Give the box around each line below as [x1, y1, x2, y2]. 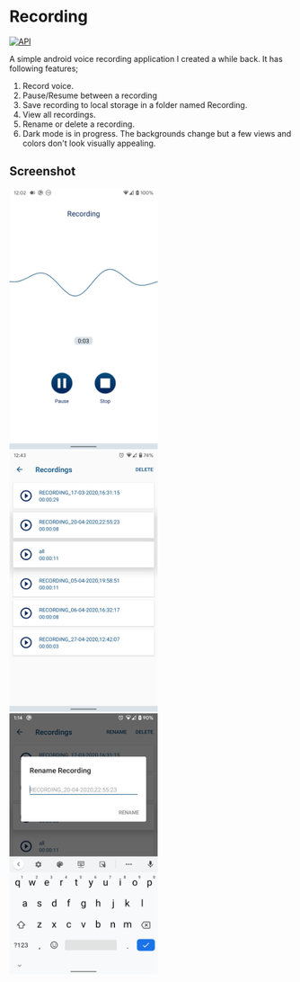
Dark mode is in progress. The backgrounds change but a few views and [22, 128, 292, 138]
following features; [9, 63, 79, 74]
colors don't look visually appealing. [22, 138, 156, 148]
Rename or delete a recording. [22, 119, 135, 129]
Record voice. [22, 80, 75, 91]
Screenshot [9, 164, 76, 179]
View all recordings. [22, 109, 96, 120]
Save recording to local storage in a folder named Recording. [22, 99, 248, 110]
